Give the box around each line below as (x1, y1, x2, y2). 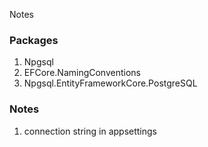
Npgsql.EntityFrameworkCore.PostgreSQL (23, 77, 198, 89)
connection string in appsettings (23, 125, 157, 137)
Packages (9, 33, 59, 47)
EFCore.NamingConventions (23, 67, 141, 79)
